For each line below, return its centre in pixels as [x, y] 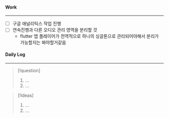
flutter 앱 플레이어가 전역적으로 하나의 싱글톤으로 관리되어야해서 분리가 [89, 36]
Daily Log [15, 54]
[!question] [29, 70]
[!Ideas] [25, 95]
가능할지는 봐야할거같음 [43, 42]
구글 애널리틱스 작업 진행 [37, 24]
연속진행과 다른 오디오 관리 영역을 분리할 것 [55, 30]
